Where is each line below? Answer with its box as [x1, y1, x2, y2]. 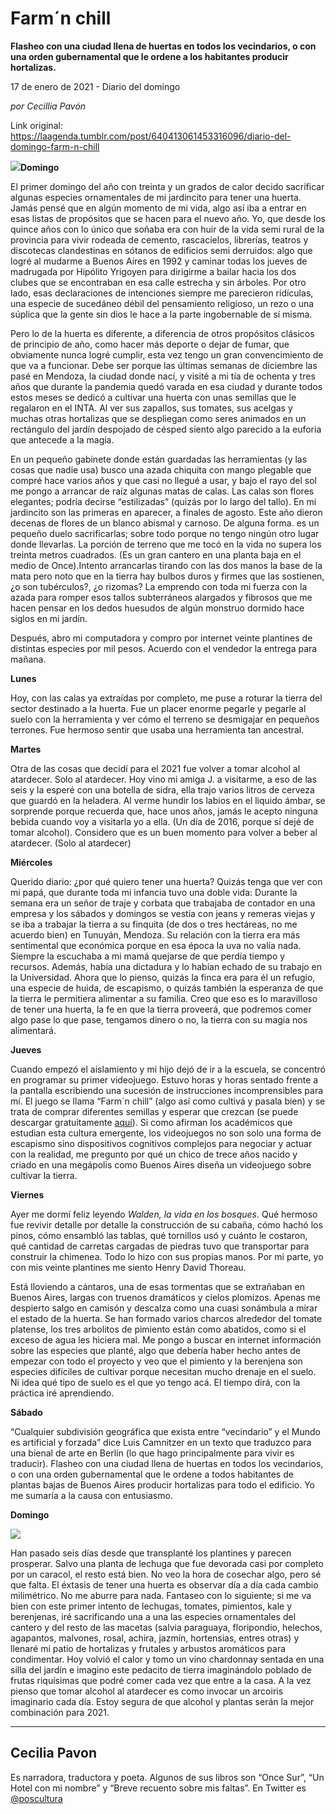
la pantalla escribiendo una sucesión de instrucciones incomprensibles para [10, 1084, 324, 1096]
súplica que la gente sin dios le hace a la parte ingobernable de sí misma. [10, 308, 313, 320]
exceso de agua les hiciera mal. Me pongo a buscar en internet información [10, 1333, 322, 1346]
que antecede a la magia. [10, 433, 115, 446]
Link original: [10, 119, 63, 131]
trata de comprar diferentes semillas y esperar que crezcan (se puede [10, 1105, 299, 1117]
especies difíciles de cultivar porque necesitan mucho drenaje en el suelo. [10, 1365, 317, 1377]
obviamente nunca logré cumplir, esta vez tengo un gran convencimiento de [10, 348, 324, 361]
